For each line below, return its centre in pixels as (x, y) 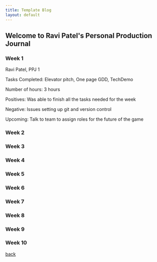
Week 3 (15, 146)
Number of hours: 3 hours (33, 89)
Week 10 (16, 243)
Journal (18, 43)
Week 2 (15, 133)
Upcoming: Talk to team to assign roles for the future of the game (74, 119)
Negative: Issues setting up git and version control (58, 109)
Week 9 (15, 229)
